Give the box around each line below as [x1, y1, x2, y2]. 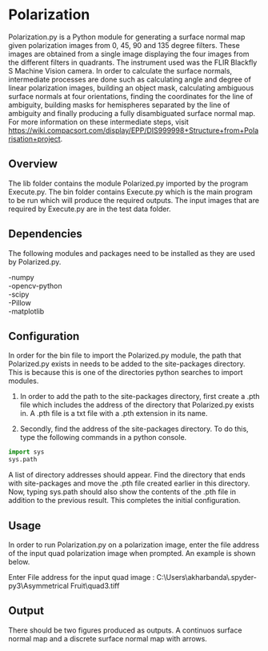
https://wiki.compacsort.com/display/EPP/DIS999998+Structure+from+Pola [8, 126, 258, 135]
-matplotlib [8, 306, 45, 316]
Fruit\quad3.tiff [70, 581, 120, 590]
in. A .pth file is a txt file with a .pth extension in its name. [19, 409, 208, 418]
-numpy [8, 272, 34, 282]
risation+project [8, 134, 62, 143]
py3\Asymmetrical [8, 581, 70, 590]
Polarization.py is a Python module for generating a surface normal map [8, 32, 246, 42]
